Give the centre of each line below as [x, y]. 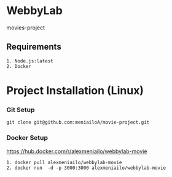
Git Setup [21, 110]
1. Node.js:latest [30, 61]
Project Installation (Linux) [75, 90]
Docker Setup [27, 138]
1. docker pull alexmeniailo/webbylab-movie [64, 162]
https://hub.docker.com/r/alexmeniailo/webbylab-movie [77, 151]
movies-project [25, 28]
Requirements [34, 47]
